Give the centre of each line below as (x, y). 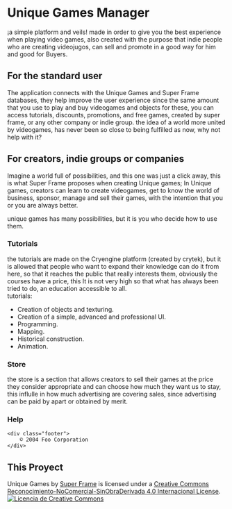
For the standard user (55, 76)
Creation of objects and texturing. (65, 309)
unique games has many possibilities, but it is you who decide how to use (112, 218)
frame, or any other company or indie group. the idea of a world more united (116, 122)
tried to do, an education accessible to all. (67, 288)
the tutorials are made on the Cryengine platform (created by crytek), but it (114, 259)
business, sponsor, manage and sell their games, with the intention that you (115, 198)
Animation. (33, 346)
